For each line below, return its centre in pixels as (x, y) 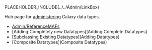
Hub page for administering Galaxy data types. (52, 17)
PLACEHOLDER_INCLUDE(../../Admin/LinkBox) (52, 7)
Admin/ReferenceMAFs (36, 26)
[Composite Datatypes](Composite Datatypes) (59, 42)
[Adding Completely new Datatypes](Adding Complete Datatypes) (79, 31)
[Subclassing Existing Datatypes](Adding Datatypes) (66, 37)
